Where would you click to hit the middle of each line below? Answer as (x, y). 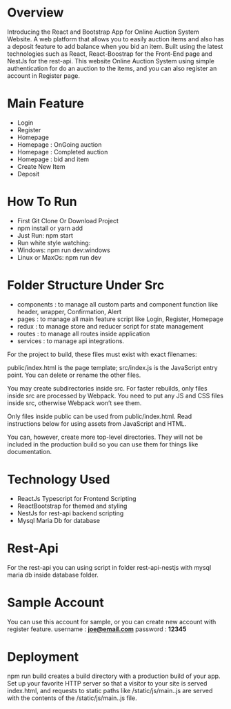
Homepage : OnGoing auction (59, 144)
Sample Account (56, 603)
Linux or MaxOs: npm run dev (59, 257)
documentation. (30, 451)
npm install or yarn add (50, 228)
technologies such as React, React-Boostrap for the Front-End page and (110, 54)
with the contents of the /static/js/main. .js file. (72, 698)
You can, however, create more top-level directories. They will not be (105, 437)
